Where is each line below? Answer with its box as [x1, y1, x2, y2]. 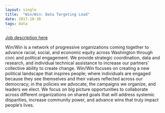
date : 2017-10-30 [5, 16, 41, 21]
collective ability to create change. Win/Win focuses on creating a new [5, 65, 150, 71]
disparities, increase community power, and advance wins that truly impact [5, 97, 159, 103]
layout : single [5, 7, 37, 12]
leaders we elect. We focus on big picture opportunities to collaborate [5, 86, 148, 92]
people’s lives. [5, 102, 34, 108]
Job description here [5, 35, 48, 41]
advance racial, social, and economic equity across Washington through [5, 50, 153, 56]
